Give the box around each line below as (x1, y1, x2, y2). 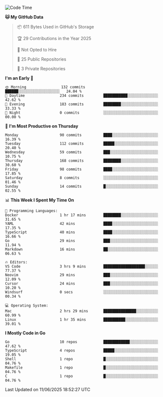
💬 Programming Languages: (5, 208, 58, 213)
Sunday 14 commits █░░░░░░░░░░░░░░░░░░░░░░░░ (5, 184, 159, 189)
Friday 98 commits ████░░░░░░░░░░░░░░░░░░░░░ (5, 167, 159, 172)
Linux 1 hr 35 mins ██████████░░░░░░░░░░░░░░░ (5, 317, 159, 322)
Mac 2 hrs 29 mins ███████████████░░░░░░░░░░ (5, 309, 159, 313)
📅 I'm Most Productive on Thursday (5, 123, 79, 129)
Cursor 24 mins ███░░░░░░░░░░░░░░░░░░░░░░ (5, 281, 159, 286)
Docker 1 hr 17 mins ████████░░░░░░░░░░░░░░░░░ (5, 213, 159, 218)
